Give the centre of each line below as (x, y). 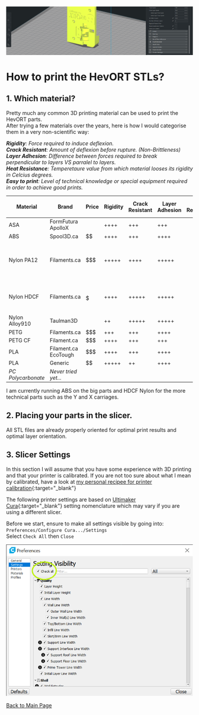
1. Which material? (41, 99)
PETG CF (20, 340)
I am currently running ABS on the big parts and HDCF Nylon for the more (96, 391)
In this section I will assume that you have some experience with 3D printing (99, 469)
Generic (59, 363)
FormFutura (64, 222)
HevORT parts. (24, 119)
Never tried (63, 371)
